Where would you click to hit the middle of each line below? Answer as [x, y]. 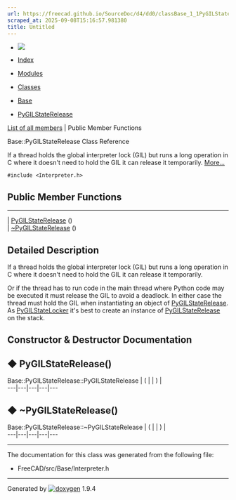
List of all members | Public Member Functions [74, 128]
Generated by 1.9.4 [52, 489]
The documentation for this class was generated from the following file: [111, 455]
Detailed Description [53, 250]
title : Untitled [31, 27]
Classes [29, 87]
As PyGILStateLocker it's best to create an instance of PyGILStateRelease [114, 310]
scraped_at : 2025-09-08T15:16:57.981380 [67, 20]
